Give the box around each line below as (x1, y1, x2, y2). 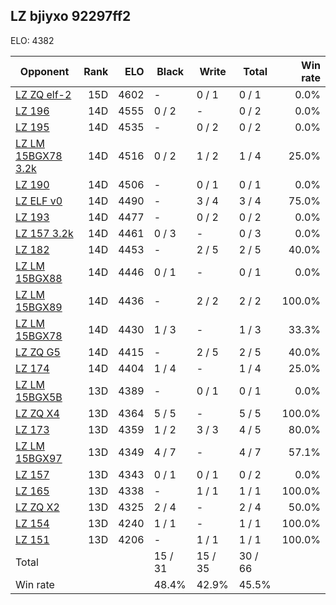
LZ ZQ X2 (15, 500, 60, 514)
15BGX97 (15, 451, 63, 465)
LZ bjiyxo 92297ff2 (10, 8, 132, 25)
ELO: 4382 (10, 34, 55, 46)
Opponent (19, 64, 70, 78)
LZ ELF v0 (15, 194, 63, 208)
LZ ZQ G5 (15, 345, 61, 359)
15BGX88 (15, 271, 63, 285)
